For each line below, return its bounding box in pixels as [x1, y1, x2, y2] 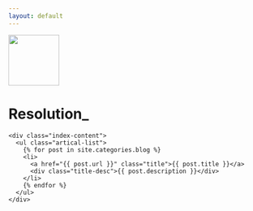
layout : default [8, 11, 63, 20]
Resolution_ [8, 105, 89, 123]
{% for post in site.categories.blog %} [23, 145, 161, 154]
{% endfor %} [23, 181, 67, 189]
